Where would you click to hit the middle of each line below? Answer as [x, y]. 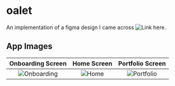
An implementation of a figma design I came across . [86, 27]
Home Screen [92, 63]
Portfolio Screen [142, 63]
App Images [29, 46]
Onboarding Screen [38, 63]
